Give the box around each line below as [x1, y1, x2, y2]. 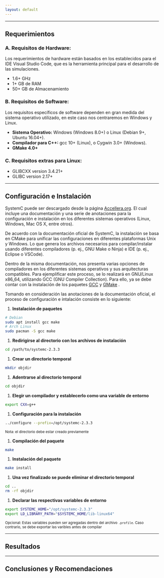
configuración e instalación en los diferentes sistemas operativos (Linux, [5, 216, 151, 221]
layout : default [5, 7, 38, 12]
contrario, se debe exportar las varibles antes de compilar [5, 525, 102, 530]
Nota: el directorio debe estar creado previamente [5, 429, 89, 434]
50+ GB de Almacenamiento [12, 86, 69, 92]
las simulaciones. [5, 66, 40, 72]
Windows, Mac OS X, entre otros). [5, 221, 74, 227]
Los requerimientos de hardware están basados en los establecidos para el [5, 56, 156, 62]
